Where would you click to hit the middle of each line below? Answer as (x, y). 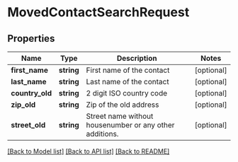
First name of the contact (128, 70)
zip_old (23, 105)
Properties (31, 39)
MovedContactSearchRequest (98, 12)
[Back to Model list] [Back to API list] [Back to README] (89, 151)
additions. (102, 134)
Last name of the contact (127, 82)
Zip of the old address (123, 105)
